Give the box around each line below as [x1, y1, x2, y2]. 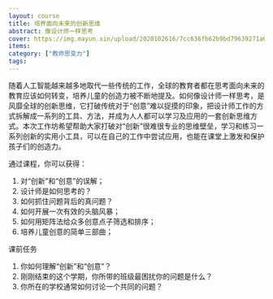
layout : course [8, 11, 60, 20]
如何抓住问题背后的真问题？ [19, 196, 114, 206]
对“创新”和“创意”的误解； [19, 175, 105, 185]
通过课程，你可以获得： [8, 158, 87, 168]
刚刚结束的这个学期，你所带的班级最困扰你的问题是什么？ [19, 271, 213, 281]
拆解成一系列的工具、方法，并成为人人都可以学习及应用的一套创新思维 [15, 110, 250, 120]
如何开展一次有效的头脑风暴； [19, 206, 120, 216]
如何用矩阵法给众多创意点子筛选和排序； [19, 216, 156, 226]
